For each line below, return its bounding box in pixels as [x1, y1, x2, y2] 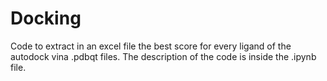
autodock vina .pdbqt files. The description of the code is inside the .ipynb [10, 50, 317, 62]
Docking [10, 7, 82, 30]
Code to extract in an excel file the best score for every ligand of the [10, 40, 292, 52]
